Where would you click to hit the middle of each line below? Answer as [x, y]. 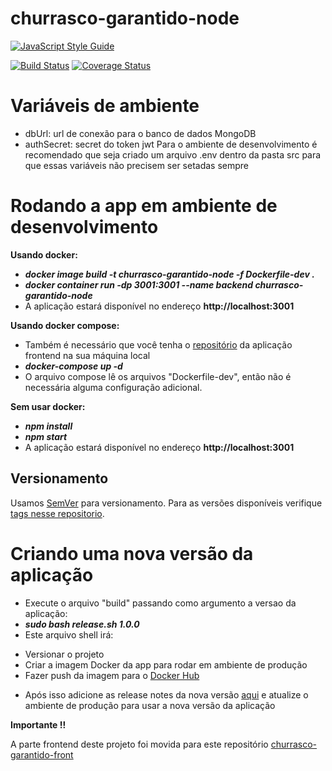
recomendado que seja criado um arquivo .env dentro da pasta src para [173, 154]
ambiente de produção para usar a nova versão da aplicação [150, 705]
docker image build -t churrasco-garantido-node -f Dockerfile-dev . [169, 274]
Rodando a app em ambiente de [144, 206]
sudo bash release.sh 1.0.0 [82, 624]
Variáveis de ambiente [105, 106]
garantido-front [42, 754]
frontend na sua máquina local [87, 355]
